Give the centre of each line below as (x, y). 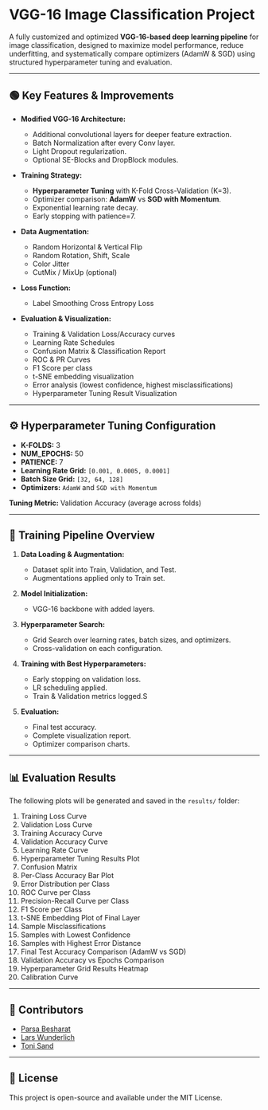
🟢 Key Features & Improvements (91, 96)
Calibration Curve (49, 977)
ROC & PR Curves (61, 359)
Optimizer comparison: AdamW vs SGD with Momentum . (127, 199)
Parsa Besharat (45, 1029)
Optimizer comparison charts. (81, 744)
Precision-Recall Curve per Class (75, 901)
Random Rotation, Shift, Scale (81, 255)
